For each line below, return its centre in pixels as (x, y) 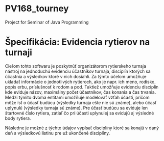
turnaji (19, 53)
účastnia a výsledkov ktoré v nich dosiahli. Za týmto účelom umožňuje (76, 76)
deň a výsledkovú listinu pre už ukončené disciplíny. (58, 133)
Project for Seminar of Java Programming (47, 22)
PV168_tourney (37, 9)
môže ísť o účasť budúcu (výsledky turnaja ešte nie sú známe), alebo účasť (81, 102)
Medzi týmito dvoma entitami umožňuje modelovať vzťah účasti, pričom (77, 97)
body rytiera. (18, 118)
